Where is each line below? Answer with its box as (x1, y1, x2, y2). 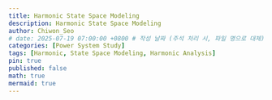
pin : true (8, 57, 42, 65)
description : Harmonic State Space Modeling (8, 19, 162, 27)
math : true (8, 72, 45, 80)
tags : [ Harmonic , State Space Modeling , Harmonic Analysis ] (8, 49, 217, 57)
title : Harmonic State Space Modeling (8, 11, 140, 20)
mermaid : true (8, 79, 57, 87)
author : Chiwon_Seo (8, 27, 75, 35)
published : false (8, 65, 67, 73)
